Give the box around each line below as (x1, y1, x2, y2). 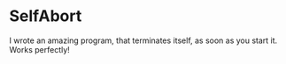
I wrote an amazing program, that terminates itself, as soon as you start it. (9, 35, 278, 46)
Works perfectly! (9, 44, 71, 54)
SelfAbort (9, 6, 82, 26)
